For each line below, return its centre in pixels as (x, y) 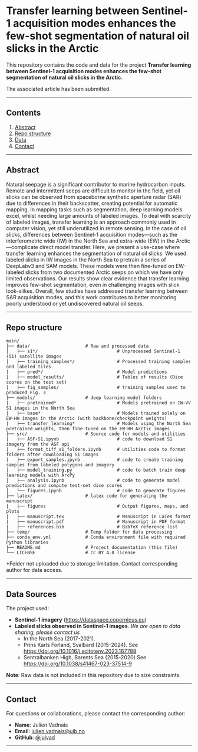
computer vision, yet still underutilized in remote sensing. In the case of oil (96, 228)
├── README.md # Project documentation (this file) (92, 548)
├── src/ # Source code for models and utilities (96, 434)
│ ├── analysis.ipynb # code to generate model (93, 480)
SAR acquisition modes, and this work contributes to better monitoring (91, 297)
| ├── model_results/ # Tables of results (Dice (95, 377)
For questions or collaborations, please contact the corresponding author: (96, 713)
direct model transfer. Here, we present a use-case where (110, 247)
